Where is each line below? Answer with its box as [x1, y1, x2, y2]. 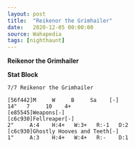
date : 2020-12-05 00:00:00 [7, 24, 94, 31]
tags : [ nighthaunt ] [7, 37, 65, 44]
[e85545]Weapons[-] [7, 109, 65, 116]
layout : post [7, 10, 46, 18]
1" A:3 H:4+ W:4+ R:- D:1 [7, 134, 129, 141]
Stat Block [7, 71, 38, 79]
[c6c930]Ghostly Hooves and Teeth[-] [7, 128, 119, 136]
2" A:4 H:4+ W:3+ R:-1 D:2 [7, 122, 129, 129]
